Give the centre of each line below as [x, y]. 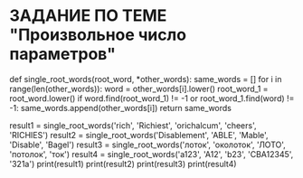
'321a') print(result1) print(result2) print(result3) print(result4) [123, 164]
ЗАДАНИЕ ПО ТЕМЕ [88, 16]
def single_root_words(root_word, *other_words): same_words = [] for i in [146, 79]
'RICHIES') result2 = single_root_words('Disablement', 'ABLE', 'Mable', [139, 135]
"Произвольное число [98, 35]
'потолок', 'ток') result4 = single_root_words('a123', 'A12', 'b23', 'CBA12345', [151, 154]
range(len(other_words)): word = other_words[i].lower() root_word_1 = [139, 89]
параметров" [62, 54]
